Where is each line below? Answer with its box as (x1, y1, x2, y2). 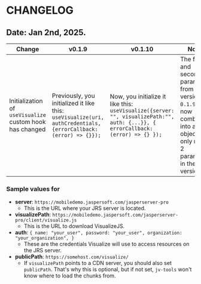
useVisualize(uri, (51, 114, 105, 121)
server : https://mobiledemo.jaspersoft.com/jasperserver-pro (14, 198, 169, 206)
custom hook (9, 118, 46, 126)
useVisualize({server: (109, 107, 175, 114)
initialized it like (51, 99, 95, 107)
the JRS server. (23, 247, 62, 254)
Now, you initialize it (109, 92, 166, 100)
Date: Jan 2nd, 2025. (6, 27, 86, 38)
